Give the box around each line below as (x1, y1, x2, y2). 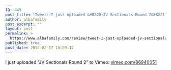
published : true (5, 41, 40, 46)
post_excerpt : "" (5, 21, 42, 27)
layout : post (5, 26, 33, 31)
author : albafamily (5, 17, 47, 22)
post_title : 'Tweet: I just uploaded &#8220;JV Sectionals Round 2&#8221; (5, 12, 167, 17)
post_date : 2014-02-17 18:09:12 (5, 45, 74, 50)
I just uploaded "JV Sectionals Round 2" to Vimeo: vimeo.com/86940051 (5, 59, 157, 65)
